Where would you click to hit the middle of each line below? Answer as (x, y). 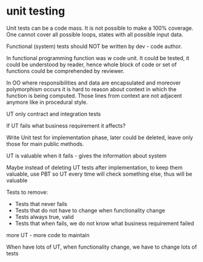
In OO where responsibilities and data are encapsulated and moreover (94, 83)
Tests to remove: (27, 192)
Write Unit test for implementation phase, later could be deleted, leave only (100, 137)
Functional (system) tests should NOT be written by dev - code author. (94, 46)
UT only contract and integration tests (54, 114)
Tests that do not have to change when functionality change (90, 210)
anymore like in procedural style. (47, 102)
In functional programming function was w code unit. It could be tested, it (98, 58)
